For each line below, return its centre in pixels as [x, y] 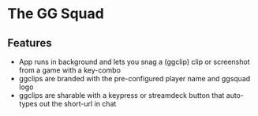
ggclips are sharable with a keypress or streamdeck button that [122, 95]
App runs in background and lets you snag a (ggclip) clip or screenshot [134, 62]
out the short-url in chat [78, 104]
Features [30, 43]
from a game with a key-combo [70, 70]
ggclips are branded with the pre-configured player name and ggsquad [135, 79]
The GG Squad [56, 14]
